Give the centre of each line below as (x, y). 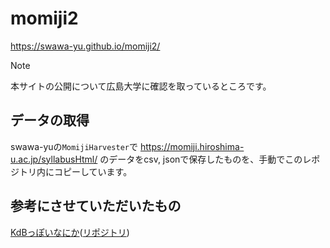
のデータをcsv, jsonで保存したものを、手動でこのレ (205, 159)
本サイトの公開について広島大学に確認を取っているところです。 (141, 86)
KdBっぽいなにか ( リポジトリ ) (70, 232)
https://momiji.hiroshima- (192, 146)
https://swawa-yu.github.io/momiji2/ (85, 46)
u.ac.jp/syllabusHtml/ (54, 159)
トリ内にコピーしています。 (75, 171)
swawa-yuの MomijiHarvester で (74, 146)
